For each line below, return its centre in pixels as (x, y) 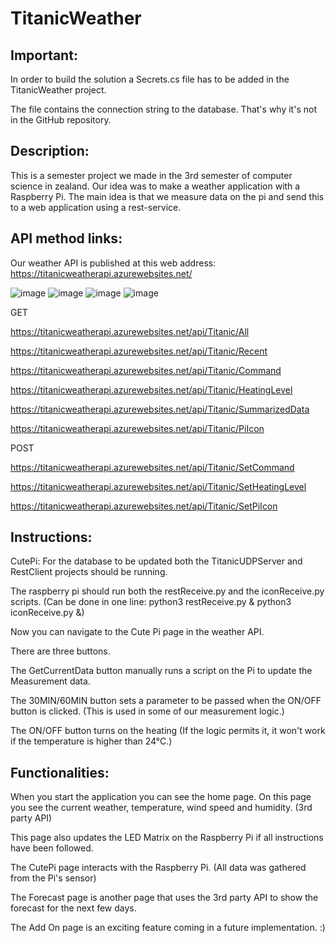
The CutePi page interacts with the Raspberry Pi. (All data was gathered (158, 868)
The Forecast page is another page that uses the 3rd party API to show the (164, 898)
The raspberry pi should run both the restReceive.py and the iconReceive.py (167, 591)
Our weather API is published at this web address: (113, 263)
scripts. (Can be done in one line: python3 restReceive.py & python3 (151, 602)
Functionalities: (60, 772)
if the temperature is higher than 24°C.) (91, 741)
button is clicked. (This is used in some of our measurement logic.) (147, 711)
